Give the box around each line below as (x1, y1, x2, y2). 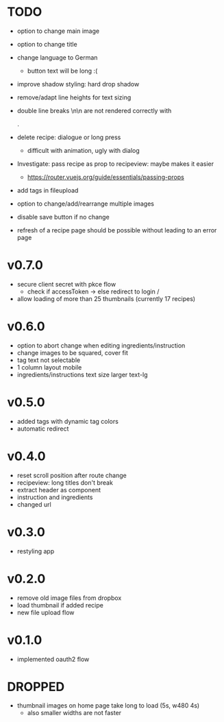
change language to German (16, 53, 98, 62)
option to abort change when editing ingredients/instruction (16, 341, 186, 350)
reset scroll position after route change (16, 471, 127, 479)
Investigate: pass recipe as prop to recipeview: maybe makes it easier (16, 159, 214, 168)
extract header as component (16, 485, 101, 494)
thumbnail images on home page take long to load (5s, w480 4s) (16, 701, 200, 710)
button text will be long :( (27, 67, 98, 75)
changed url (16, 500, 51, 508)
